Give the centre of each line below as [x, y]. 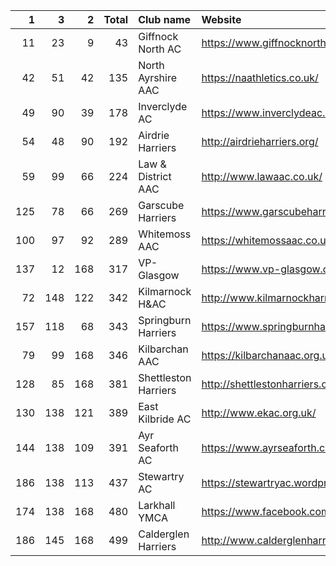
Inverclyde [163, 106]
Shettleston [165, 377]
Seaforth [158, 447]
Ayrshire [158, 77]
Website [221, 19]
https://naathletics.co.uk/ [260, 77]
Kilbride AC [165, 419]
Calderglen [164, 534]
